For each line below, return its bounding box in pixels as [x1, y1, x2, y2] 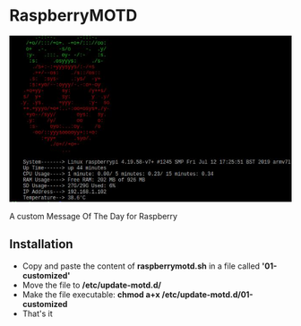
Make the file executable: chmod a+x [21, 288, 160, 300]
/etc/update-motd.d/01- [161, 288, 254, 300]
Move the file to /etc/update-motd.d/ [21, 279, 161, 290]
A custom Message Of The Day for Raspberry [9, 210, 177, 221]
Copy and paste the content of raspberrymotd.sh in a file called [21, 261, 261, 271]
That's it [21, 308, 54, 319]
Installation [9, 236, 73, 252]
